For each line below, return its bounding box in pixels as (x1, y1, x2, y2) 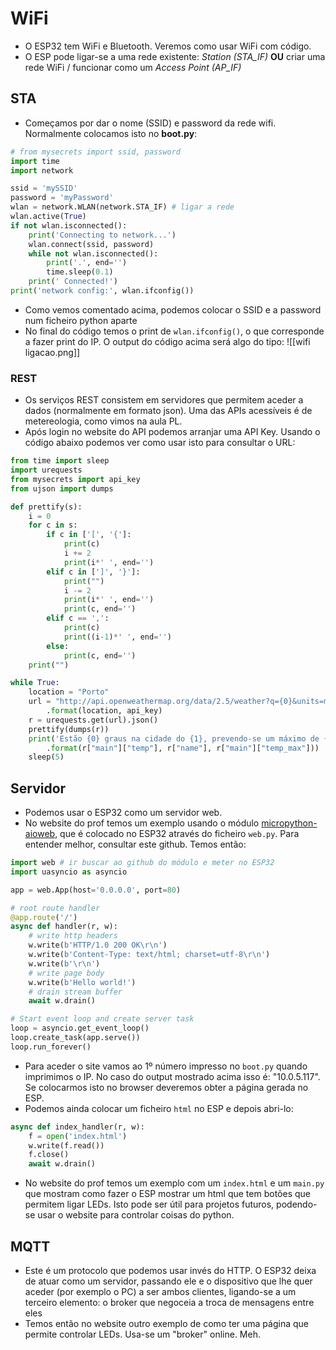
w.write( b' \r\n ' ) (28, 958, 101, 969)
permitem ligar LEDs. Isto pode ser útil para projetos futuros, (24, 1198, 275, 1211)
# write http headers (28, 931, 118, 941)
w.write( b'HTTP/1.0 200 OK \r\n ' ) (28, 940, 168, 951)
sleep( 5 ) (28, 752, 65, 762)
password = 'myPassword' (10, 193, 114, 203)
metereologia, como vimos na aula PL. (24, 415, 183, 427)
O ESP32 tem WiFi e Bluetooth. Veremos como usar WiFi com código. (24, 40, 312, 52)
